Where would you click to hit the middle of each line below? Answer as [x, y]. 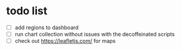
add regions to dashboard [47, 27]
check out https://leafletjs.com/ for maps [65, 41]
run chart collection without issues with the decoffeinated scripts [95, 34]
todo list [27, 11]
